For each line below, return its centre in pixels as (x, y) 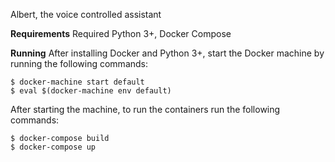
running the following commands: (79, 63)
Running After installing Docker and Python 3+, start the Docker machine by (167, 53)
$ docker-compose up (53, 147)
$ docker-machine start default (77, 82)
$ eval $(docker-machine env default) (91, 91)
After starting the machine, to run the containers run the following (145, 109)
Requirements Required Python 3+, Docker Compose (121, 33)
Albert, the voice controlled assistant (86, 14)
